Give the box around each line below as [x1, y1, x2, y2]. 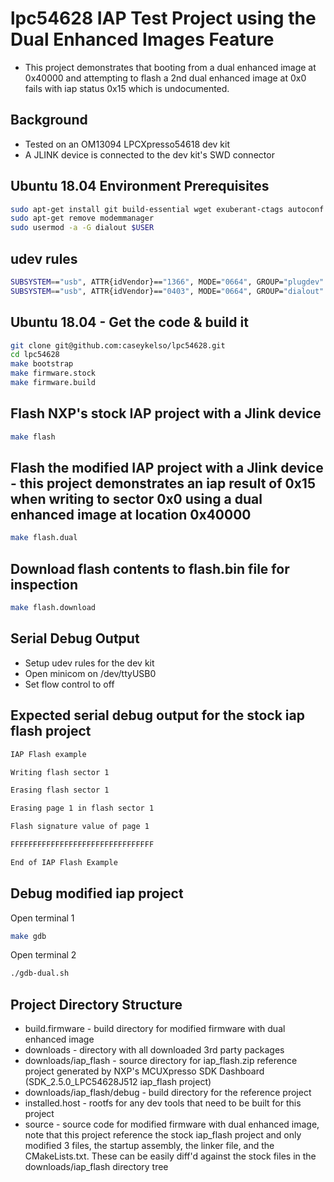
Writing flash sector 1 [10, 767, 110, 777]
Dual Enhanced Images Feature [10, 28, 275, 51]
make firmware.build [10, 378, 97, 388]
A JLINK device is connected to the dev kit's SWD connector [24, 148, 275, 161]
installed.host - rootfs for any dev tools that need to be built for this [24, 1097, 302, 1109]
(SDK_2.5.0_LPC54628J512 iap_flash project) [24, 1076, 212, 1088]
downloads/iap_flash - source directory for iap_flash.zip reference [24, 1055, 298, 1067]
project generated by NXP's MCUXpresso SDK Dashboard [24, 1065, 265, 1077]
